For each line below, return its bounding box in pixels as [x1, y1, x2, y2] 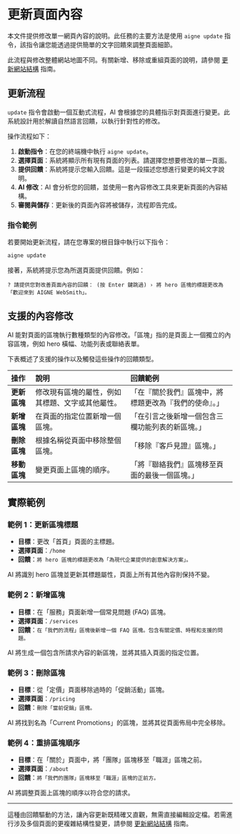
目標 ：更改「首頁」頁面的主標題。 [17, 537, 119, 546]
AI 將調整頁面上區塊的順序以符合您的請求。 [7, 788, 134, 797]
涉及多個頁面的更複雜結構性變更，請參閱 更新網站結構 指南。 [13, 819, 193, 828]
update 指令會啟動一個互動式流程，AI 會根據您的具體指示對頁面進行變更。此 [7, 108, 231, 116]
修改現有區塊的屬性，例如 [35, 387, 121, 397]
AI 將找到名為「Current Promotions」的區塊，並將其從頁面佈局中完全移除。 [7, 718, 230, 727]
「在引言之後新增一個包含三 [130, 411, 224, 421]
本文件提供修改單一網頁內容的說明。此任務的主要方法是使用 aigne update [7, 31, 223, 40]
